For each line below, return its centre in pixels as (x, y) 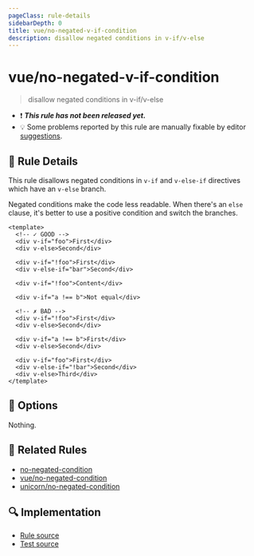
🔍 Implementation (55, 512)
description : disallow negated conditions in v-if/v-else (106, 38)
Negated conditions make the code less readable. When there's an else (126, 204)
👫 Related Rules (48, 450)
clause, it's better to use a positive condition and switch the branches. (123, 213)
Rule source (39, 535)
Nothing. (23, 425)
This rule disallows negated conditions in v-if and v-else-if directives (125, 180)
